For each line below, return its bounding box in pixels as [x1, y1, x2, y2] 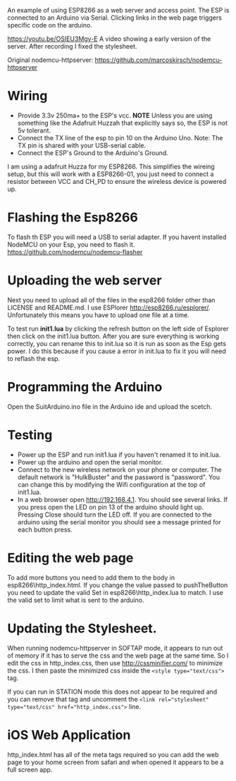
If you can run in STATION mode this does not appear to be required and [7, 687, 218, 696]
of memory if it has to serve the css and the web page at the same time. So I [7, 651, 229, 660]
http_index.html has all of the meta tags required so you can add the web [7, 750, 220, 758]
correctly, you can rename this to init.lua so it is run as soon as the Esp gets [7, 339, 227, 348]
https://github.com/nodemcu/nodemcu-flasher [7, 247, 143, 256]
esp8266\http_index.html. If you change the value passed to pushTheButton [7, 581, 228, 589]
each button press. [17, 525, 73, 534]
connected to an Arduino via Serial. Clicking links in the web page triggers [7, 13, 222, 22]
